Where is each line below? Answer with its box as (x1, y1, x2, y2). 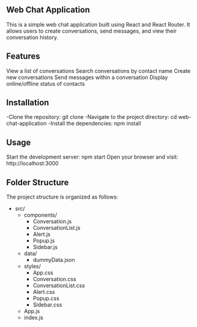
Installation (6, 98, 49, 108)
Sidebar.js (32, 244, 58, 251)
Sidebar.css (32, 301, 62, 308)
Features (6, 51, 40, 62)
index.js (23, 314, 44, 322)
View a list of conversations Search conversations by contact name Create (6, 67, 191, 74)
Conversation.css (32, 276, 76, 283)
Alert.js (32, 230, 51, 238)
